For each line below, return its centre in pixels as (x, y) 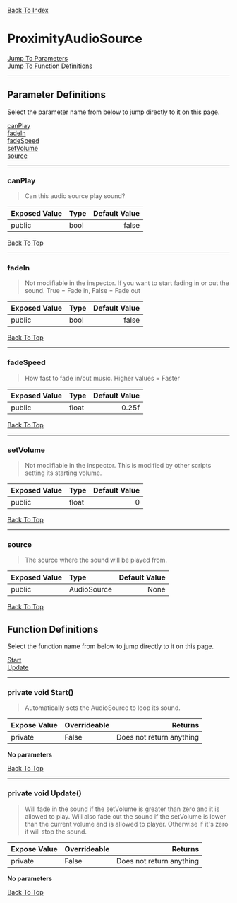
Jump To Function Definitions (50, 66)
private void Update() (45, 793)
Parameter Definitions (56, 95)
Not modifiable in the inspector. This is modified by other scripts (118, 465)
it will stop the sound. (55, 832)
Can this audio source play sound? (75, 196)
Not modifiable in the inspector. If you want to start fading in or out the (127, 283)
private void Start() (41, 692)
